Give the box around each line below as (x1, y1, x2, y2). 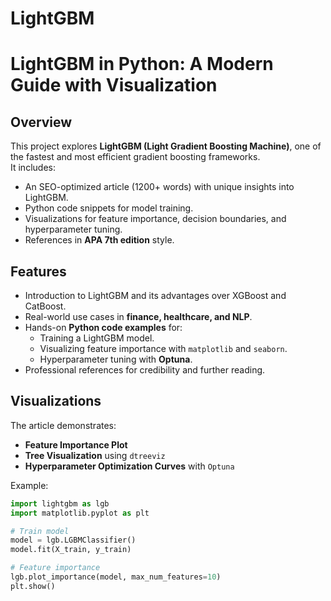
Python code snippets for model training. (24, 202, 194, 214)
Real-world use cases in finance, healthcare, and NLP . (24, 311, 253, 322)
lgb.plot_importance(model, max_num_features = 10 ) (10, 572, 222, 582)
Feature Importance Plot (24, 438, 128, 451)
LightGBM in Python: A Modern (10, 53, 274, 76)
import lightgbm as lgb (10, 498, 110, 509)
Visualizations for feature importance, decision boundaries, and (24, 213, 287, 225)
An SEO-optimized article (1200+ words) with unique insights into (24, 181, 295, 193)
